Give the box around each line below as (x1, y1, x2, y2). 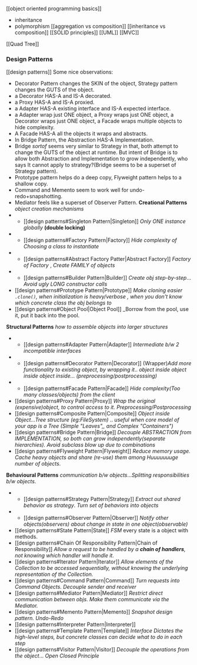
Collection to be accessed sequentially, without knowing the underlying (14, 565, 188, 572)
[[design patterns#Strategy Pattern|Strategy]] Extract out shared (23, 496, 181, 503)
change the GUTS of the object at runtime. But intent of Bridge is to (14, 149, 178, 156)
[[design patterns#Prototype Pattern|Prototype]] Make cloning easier (14, 287, 183, 294)
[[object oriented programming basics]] (6, 5, 102, 12)
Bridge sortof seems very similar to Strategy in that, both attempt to (14, 143, 178, 150)
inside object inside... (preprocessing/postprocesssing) (23, 372, 158, 379)
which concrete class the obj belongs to (14, 299, 112, 306)
